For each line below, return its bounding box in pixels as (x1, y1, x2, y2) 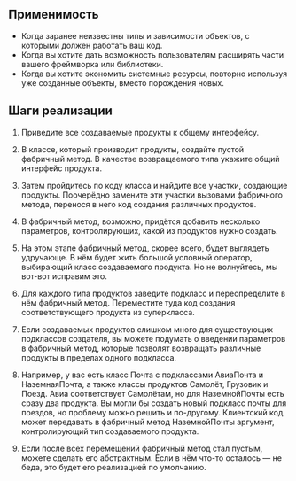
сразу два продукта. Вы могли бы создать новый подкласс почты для (20, 398, 287, 408)
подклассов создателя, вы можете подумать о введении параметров (20, 333, 286, 344)
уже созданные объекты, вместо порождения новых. (20, 77, 225, 88)
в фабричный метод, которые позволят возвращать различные (20, 343, 261, 353)
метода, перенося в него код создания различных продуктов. (20, 198, 257, 209)
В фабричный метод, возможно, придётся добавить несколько (20, 216, 261, 227)
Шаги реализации (8, 104, 113, 119)
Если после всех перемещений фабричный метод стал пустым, (20, 443, 263, 454)
